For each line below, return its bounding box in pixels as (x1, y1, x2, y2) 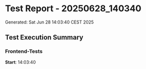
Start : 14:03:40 (5, 59, 36, 65)
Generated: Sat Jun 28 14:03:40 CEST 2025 (5, 19, 94, 25)
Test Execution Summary (5, 33, 83, 42)
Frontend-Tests (5, 48, 43, 55)
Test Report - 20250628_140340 (5, 3, 142, 14)
